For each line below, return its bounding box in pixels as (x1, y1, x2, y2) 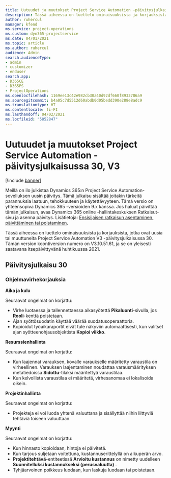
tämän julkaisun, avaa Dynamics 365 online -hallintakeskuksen (5, 209, 137, 215)
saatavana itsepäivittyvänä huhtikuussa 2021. (5, 246, 101, 252)
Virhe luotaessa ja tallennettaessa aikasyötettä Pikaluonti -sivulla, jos (12, 307, 157, 314)
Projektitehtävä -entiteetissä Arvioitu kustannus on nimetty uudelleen (12, 456, 160, 462)
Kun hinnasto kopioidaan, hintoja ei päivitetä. (12, 445, 107, 451)
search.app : (5, 74, 31, 79)
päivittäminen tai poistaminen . (5, 220, 69, 226)
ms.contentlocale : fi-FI (5, 107, 58, 112)
